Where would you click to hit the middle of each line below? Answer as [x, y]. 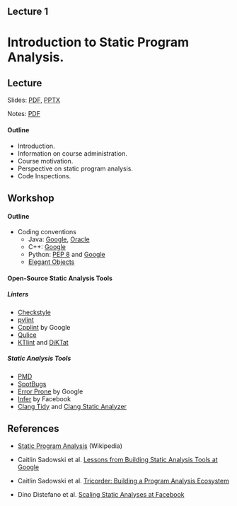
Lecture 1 [28, 12]
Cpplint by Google [44, 327]
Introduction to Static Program [98, 42]
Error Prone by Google [50, 391]
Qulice [27, 335]
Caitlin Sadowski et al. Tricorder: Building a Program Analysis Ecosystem [123, 481]
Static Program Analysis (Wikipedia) [70, 446]
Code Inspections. [44, 176]
